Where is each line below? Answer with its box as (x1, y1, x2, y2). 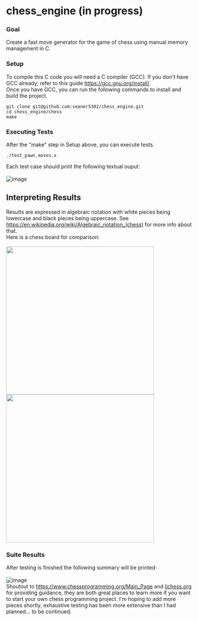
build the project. (6, 92, 48, 99)
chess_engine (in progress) (6, 4, 144, 18)
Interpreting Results (6, 192, 82, 202)
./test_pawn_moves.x (6, 153, 57, 159)
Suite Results (6, 551, 46, 559)
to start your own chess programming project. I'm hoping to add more (6, 596, 176, 603)
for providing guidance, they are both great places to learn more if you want (6, 589, 191, 596)
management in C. (6, 45, 51, 52)
